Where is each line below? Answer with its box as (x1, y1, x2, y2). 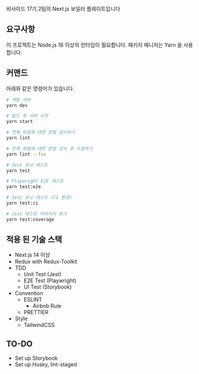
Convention (14, 290, 43, 297)
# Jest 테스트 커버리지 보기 (6, 211, 67, 217)
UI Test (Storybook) (23, 283, 72, 290)
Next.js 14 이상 (14, 251, 50, 258)
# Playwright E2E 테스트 (6, 178, 64, 184)
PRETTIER (23, 309, 49, 316)
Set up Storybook (14, 354, 58, 362)
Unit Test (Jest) (23, 271, 62, 278)
